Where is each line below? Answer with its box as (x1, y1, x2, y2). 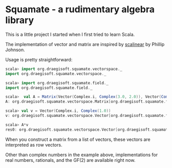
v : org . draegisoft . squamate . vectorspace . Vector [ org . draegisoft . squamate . (5, 113, 166, 118)
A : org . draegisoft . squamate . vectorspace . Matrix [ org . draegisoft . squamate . (5, 99, 166, 104)
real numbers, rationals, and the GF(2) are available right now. (5, 157, 136, 163)
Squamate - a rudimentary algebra (5, 4, 155, 15)
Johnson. (5, 46, 26, 53)
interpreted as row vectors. (5, 141, 62, 148)
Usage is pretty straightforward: (5, 56, 73, 62)
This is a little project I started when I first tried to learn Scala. (5, 31, 135, 37)
